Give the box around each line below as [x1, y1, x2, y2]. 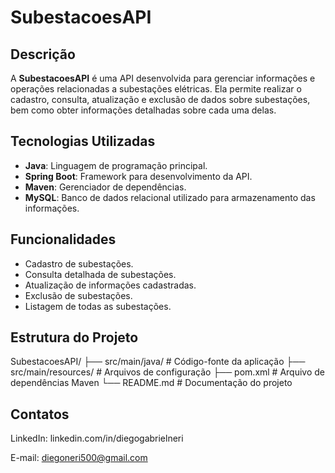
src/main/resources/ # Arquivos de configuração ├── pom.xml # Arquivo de [10, 366, 326, 378]
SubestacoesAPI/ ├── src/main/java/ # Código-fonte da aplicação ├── [10, 356, 306, 368]
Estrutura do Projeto [10, 329, 139, 346]
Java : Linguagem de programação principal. [24, 159, 208, 171]
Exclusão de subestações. [24, 289, 133, 301]
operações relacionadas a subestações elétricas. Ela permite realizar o [10, 83, 302, 95]
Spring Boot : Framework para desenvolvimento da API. [24, 170, 253, 182]
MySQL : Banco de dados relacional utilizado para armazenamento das [24, 191, 316, 203]
